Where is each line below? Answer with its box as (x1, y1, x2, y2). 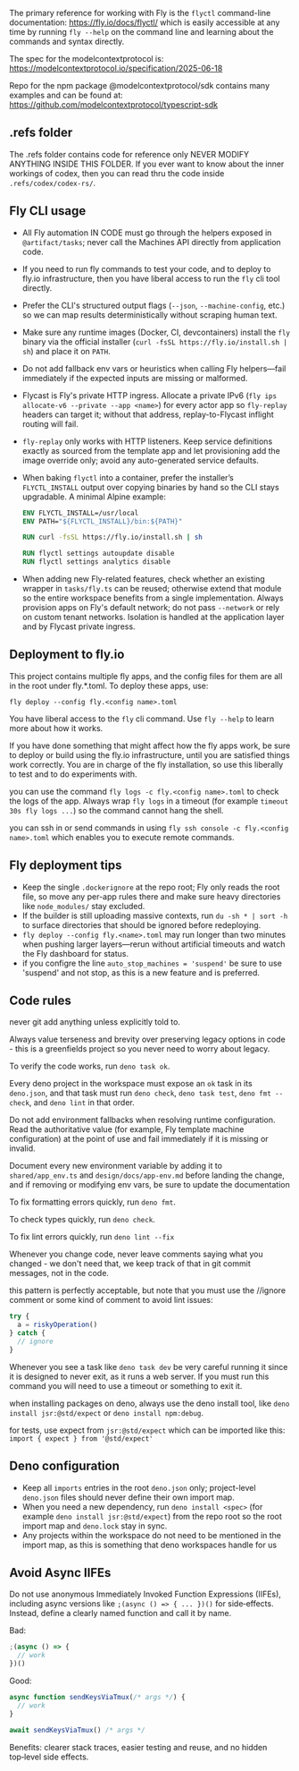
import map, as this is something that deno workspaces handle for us (21, 1539, 278, 1550)
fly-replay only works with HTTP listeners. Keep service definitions (21, 436, 273, 447)
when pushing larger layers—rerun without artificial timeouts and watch (21, 939, 286, 949)
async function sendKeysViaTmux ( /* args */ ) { (9, 1693, 186, 1702)
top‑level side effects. (9, 1751, 89, 1762)
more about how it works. (9, 722, 104, 733)
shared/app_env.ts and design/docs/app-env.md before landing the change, (9, 1170, 286, 1180)
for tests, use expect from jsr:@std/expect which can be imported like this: (9, 1425, 286, 1435)
